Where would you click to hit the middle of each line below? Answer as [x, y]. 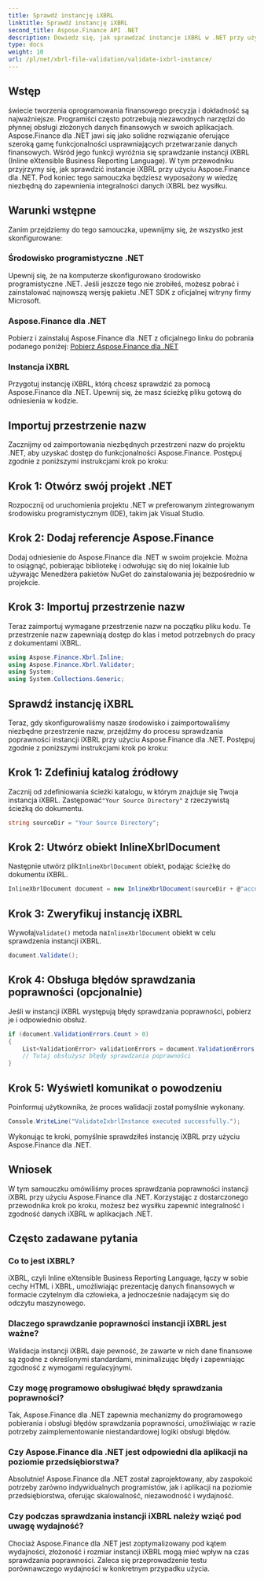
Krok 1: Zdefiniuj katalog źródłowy [93, 773]
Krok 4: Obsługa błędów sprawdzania [102, 980]
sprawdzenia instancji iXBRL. [55, 941]
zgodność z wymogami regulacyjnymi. [70, 1367]
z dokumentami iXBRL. [45, 642]
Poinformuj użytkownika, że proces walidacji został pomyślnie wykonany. [126, 1107]
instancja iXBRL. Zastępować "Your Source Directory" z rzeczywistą [119, 800]
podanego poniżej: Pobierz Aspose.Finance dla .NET [93, 347]
